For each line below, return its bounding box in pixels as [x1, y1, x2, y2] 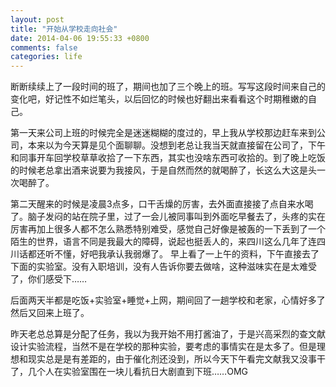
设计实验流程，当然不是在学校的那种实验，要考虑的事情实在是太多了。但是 [10, 341, 317, 353]
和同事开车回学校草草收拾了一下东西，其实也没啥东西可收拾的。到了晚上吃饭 [10, 152, 326, 164]
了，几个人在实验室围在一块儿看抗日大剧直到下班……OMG [10, 366, 248, 378]
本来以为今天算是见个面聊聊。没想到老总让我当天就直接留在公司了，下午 [27, 139, 326, 151]
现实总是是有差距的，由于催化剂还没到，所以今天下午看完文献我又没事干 [27, 353, 326, 365]
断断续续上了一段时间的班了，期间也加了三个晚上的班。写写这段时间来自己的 [10, 81, 326, 93]
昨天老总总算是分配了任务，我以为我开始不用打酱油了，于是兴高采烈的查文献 [10, 328, 326, 340]
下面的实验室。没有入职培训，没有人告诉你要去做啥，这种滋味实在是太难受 [10, 261, 317, 273]
